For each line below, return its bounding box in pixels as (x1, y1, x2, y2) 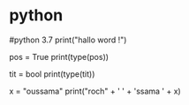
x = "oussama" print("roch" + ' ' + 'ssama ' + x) (9, 86, 181, 96)
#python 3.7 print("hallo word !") (9, 34, 127, 45)
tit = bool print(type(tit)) (9, 68, 95, 79)
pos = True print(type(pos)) (9, 51, 109, 62)
